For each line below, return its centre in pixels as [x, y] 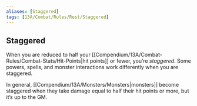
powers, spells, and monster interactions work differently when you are [92, 67]
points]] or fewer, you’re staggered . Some [140, 61]
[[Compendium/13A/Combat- [127, 55]
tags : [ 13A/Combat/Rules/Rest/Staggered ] [58, 17]
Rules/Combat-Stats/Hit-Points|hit [48, 61]
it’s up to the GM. [27, 97]
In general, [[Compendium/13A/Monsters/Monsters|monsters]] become [93, 85]
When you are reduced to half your [49, 55]
